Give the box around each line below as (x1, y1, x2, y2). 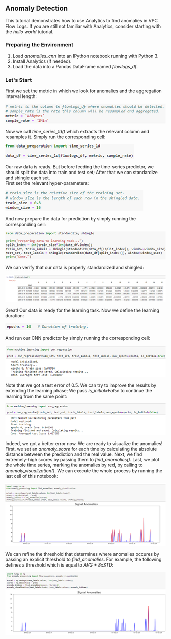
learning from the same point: (5, 393, 68, 400)
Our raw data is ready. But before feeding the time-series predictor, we (5, 163, 154, 170)
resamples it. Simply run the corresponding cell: (5, 134, 106, 140)
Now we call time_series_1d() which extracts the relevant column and (5, 128, 149, 134)
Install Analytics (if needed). (12, 58, 72, 64)
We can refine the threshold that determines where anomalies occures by (5, 551, 159, 557)
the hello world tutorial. (5, 28, 54, 35)
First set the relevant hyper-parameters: (5, 180, 89, 186)
